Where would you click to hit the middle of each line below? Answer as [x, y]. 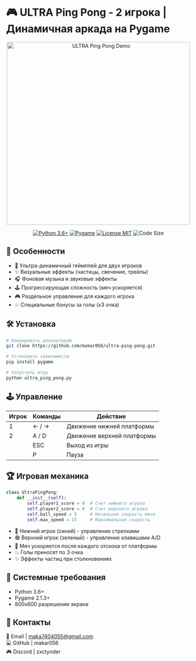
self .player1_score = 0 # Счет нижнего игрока [86, 504]
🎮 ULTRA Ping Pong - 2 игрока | [86, 13]
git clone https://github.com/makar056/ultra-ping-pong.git [81, 346]
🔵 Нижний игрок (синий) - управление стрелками [77, 531]
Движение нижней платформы [110, 426]
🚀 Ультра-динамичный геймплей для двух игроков [78, 266]
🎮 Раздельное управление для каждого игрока [74, 296]
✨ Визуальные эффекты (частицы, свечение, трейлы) [81, 271]
